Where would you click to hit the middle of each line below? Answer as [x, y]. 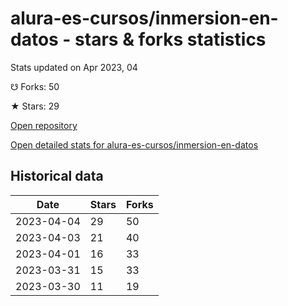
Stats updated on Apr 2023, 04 [74, 67]
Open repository [44, 125]
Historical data [57, 176]
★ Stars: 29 [35, 106]
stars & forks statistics [170, 39]
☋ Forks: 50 [35, 86]
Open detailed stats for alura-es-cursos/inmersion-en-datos [134, 144]
